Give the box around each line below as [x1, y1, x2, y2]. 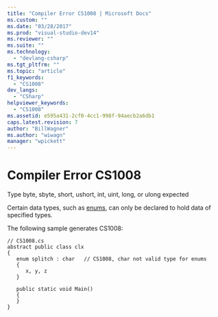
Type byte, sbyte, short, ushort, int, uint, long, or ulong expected [7, 190, 189, 199]
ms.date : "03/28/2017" [7, 23, 72, 30]
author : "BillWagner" [7, 125, 69, 132]
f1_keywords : [7, 74, 45, 81]
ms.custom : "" [7, 17, 48, 23]
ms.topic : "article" [7, 67, 66, 74]
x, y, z [25, 267, 48, 275]
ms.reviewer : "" [7, 36, 53, 43]
